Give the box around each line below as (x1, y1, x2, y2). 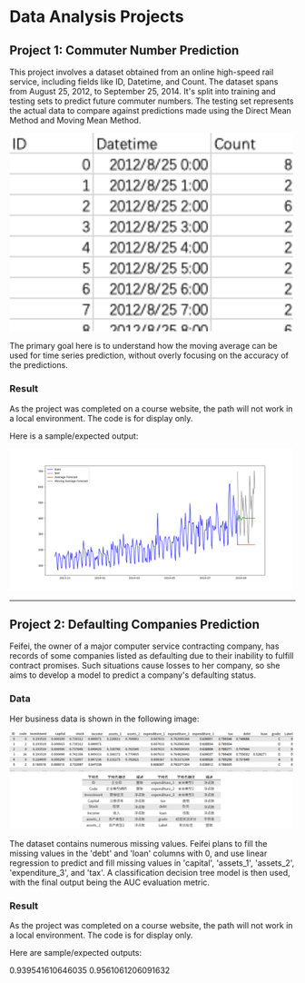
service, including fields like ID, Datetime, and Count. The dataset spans (9, 76, 279, 87)
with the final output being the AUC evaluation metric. (9, 877, 211, 888)
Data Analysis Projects (9, 6, 184, 27)
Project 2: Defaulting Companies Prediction (9, 617, 261, 632)
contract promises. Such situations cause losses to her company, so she (9, 660, 280, 671)
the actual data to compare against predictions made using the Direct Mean (9, 105, 292, 115)
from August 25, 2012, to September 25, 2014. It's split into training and (9, 86, 276, 96)
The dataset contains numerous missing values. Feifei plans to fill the (9, 839, 268, 849)
